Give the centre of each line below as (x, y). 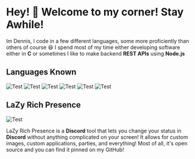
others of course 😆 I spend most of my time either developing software (93, 47)
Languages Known (41, 72)
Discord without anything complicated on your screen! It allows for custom (97, 137)
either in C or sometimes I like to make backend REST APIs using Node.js (95, 53)
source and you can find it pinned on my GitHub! (65, 150)
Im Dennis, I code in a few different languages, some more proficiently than (97, 41)
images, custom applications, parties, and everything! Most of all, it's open (97, 143)
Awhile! (25, 25)
